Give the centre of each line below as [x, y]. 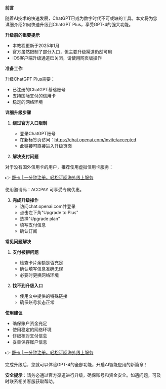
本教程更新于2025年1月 [36, 46]
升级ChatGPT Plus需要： [30, 79]
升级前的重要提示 [22, 35]
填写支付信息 [33, 225]
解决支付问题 [25, 156]
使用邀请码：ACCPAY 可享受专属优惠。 [45, 190]
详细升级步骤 [18, 112]
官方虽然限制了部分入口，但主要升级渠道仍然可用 [62, 52]
